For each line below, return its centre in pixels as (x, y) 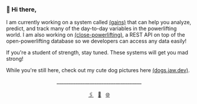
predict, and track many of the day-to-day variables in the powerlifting (91, 28)
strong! (15, 59)
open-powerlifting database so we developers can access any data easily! (96, 41)
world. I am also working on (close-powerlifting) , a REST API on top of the (96, 35)
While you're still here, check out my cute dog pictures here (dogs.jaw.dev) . (98, 70)
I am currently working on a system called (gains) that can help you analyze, (99, 22)
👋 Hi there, (22, 9)
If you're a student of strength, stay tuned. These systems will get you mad (97, 53)
